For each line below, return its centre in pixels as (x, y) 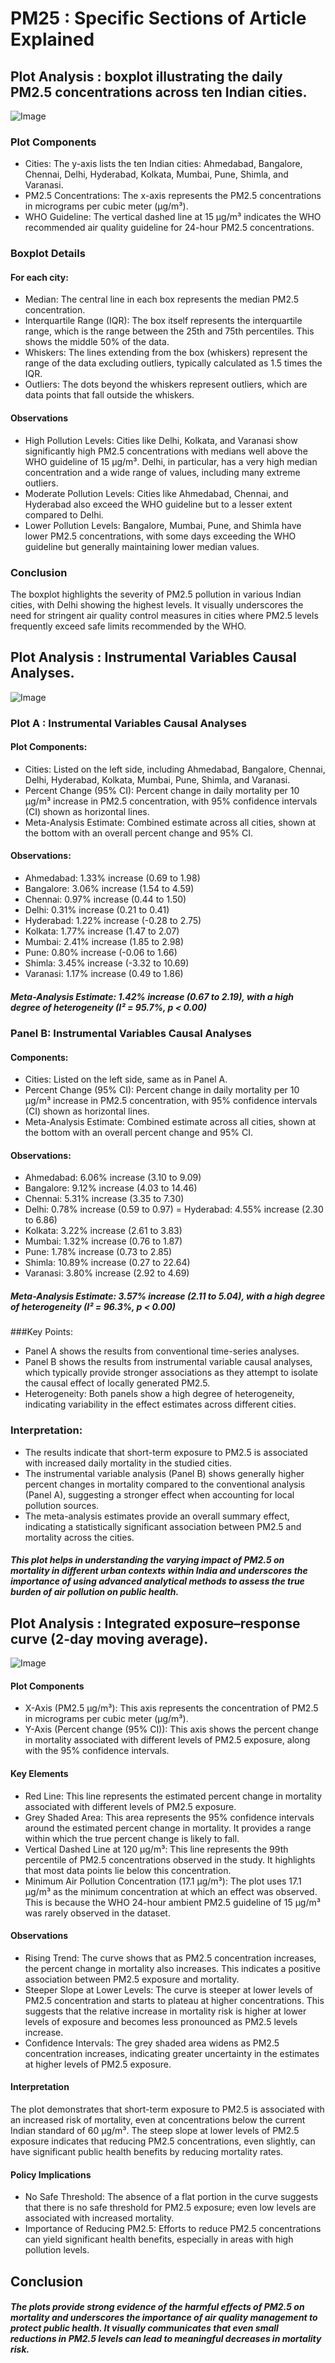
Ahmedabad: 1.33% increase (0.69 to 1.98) (112, 878)
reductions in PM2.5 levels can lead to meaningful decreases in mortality (166, 2339)
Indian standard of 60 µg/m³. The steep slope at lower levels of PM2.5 (155, 2130)
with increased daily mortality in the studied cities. (128, 1463)
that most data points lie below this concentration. (128, 1870)
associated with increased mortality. (99, 2218)
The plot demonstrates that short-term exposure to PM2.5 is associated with (167, 2109)
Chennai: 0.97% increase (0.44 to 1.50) (105, 899)
